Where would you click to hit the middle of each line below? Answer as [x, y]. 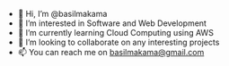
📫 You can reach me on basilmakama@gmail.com [111, 52]
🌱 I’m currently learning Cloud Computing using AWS [115, 33]
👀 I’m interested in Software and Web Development [112, 23]
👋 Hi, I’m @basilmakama [62, 14]
